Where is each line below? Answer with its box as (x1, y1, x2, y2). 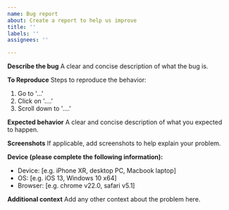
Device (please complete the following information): (7, 153, 163, 161)
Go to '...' (17, 89, 44, 98)
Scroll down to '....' (17, 104, 72, 113)
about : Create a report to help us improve (7, 17, 137, 24)
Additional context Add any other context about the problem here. (7, 195, 201, 204)
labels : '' (7, 30, 39, 37)
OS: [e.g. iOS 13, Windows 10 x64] (17, 174, 118, 183)
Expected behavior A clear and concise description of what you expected (7, 118, 223, 127)
